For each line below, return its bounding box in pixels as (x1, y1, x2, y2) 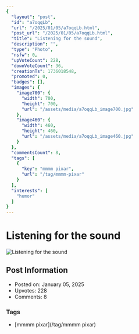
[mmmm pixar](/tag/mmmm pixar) (14, 321, 96, 328)
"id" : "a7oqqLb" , (11, 19, 54, 25)
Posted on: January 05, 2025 (14, 281, 84, 288)
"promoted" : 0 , (11, 74, 48, 79)
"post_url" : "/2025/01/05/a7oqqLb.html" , (11, 30, 113, 36)
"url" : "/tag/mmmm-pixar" (21, 172, 84, 178)
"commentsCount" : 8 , (11, 149, 61, 155)
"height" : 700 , (21, 100, 59, 107)
